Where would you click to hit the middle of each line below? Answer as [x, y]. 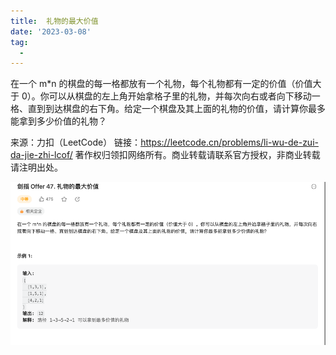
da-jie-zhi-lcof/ [41, 155]
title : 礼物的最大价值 [54, 21]
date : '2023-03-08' [51, 31]
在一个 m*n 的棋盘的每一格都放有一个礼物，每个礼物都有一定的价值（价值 [161, 84]
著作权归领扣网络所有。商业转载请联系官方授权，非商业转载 [197, 155]
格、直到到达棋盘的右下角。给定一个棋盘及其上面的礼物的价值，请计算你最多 [168, 109]
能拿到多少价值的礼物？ [58, 121]
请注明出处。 [36, 167]
